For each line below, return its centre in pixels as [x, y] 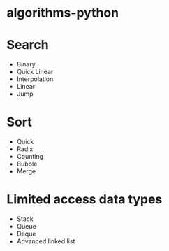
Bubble [27, 164]
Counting [30, 157]
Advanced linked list [46, 241]
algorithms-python [63, 13]
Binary [26, 64]
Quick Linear [35, 72]
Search [28, 45]
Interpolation [35, 79]
